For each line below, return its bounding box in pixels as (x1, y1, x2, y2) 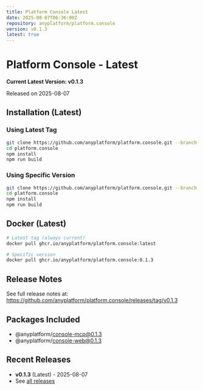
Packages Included (6, 314, 80, 325)
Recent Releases (6, 355, 71, 365)
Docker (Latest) (6, 219, 67, 229)
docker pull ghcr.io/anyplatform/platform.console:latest (6, 240, 156, 247)
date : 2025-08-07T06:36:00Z (6, 15, 78, 21)
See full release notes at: (6, 290, 69, 297)
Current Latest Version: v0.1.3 (6, 78, 84, 85)
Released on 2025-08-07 (6, 90, 70, 97)
